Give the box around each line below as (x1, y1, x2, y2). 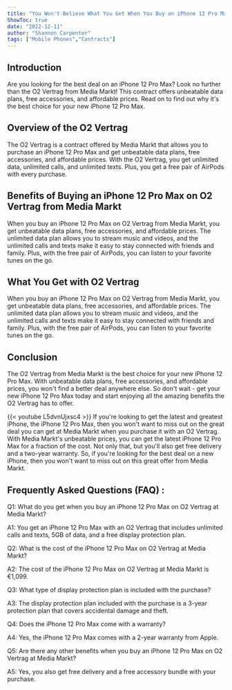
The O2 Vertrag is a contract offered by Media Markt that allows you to (7, 140, 209, 149)
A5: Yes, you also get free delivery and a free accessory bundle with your (7, 668, 216, 675)
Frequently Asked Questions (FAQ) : (7, 484, 165, 496)
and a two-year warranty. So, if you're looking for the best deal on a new (7, 450, 214, 458)
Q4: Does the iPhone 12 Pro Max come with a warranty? (7, 620, 166, 628)
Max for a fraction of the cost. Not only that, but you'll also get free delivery (7, 442, 222, 450)
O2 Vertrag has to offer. (7, 399, 75, 407)
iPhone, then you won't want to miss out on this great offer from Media (7, 457, 209, 465)
